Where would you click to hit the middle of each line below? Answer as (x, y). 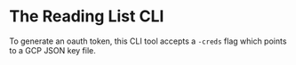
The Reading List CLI (87, 16)
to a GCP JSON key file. (52, 50)
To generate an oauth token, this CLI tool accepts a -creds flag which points (148, 41)
